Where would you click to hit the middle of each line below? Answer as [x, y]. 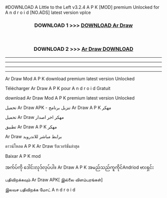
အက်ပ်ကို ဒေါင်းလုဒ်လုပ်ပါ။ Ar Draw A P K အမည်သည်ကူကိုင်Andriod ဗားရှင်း [80, 167]
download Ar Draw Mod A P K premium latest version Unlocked [70, 98]
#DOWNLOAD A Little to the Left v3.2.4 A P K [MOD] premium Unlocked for [83, 7]
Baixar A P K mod [23, 156]
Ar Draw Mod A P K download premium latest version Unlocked [70, 79]
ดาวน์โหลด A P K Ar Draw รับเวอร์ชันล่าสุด [42, 146]
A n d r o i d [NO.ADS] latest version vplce [48, 12]
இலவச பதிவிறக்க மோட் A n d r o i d [40, 190]
